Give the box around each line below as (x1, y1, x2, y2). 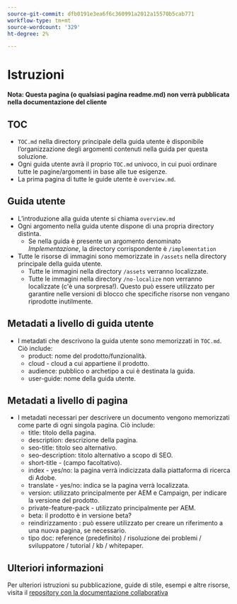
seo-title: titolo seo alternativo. (28, 444, 118, 452)
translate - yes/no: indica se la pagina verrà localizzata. (28, 481, 190, 490)
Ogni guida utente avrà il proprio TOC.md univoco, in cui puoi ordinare (17, 160, 217, 168)
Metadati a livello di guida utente (7, 318, 154, 330)
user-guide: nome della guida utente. (28, 374, 137, 383)
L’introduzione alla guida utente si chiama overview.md (17, 214, 175, 223)
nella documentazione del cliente (7, 98, 108, 106)
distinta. (17, 229, 41, 237)
